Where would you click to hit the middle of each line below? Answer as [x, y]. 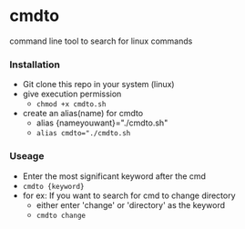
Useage [27, 156]
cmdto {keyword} [53, 186]
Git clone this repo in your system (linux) [98, 85]
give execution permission [72, 94]
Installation [35, 65]
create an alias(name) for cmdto [83, 114]
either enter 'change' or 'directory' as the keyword [131, 204]
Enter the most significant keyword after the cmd [114, 176]
